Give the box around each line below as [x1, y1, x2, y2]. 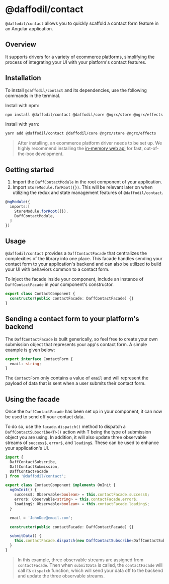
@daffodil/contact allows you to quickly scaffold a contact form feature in [5, 20, 159, 26]
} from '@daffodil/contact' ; [5, 473, 66, 478]
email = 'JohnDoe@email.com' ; [10, 515, 73, 520]
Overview [5, 40, 37, 49]
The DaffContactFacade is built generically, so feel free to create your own [5, 336, 158, 342]
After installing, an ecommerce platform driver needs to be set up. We [17, 140, 162, 146]
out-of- [144, 145, 159, 152]
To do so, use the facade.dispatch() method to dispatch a [5, 423, 126, 430]
